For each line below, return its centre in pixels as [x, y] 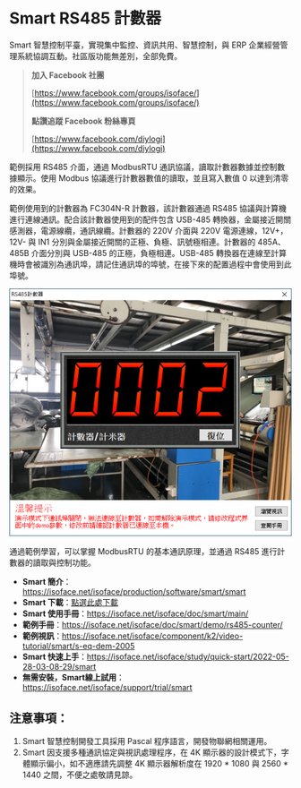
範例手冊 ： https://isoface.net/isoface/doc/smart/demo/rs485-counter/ [153, 625]
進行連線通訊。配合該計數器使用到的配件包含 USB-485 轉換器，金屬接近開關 [150, 219]
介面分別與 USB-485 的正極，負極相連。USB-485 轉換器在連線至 [151, 253]
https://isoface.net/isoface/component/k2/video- [152, 636]
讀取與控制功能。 [64, 563]
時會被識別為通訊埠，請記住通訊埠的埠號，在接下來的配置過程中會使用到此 [154, 264]
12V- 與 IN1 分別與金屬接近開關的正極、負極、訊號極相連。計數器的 [133, 242]
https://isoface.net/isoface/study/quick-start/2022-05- [188, 657]
